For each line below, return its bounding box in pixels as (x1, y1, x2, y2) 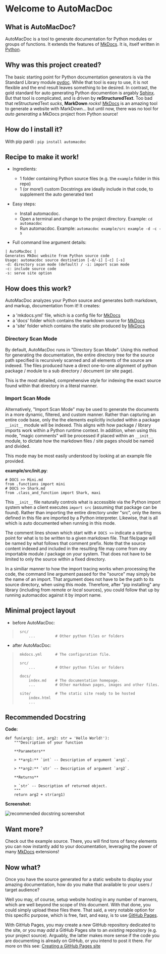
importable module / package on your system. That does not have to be (5, 550, 152, 556)
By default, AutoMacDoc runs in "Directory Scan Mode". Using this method (5, 346, 158, 352)
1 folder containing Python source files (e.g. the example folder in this (19, 176, 160, 182)
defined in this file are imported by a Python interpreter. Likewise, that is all (5, 515, 158, 521)
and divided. (5, 443, 31, 449)
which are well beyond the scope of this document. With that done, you (5, 902, 151, 908)
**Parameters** (14, 749, 46, 754)
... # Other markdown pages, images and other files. (28, 682, 160, 687)
